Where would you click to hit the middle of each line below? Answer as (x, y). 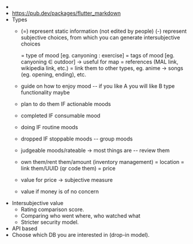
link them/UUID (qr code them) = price (68, 168)
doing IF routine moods (49, 127)
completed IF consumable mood (60, 115)
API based (24, 228)
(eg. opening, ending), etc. (53, 74)
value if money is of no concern (60, 191)
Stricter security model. (50, 222)
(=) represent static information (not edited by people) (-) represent (104, 31)
